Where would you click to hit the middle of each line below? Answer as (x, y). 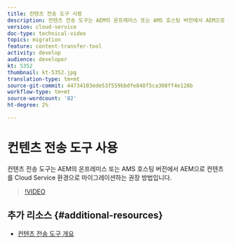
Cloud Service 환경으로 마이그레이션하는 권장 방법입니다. (93, 177)
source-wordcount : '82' (42, 99)
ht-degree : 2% (28, 105)
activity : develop (34, 53)
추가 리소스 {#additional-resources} (85, 216)
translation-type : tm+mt (44, 79)
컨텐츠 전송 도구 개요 (46, 233)
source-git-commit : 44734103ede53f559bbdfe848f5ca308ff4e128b (100, 86)
